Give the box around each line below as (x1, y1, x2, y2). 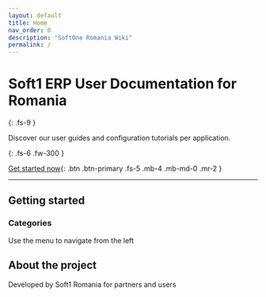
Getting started (8, 194, 85, 208)
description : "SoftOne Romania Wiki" (8, 33, 133, 42)
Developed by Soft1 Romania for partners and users (8, 280, 177, 289)
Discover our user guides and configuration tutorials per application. (8, 133, 231, 143)
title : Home (8, 19, 47, 27)
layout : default (8, 11, 62, 20)
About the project (8, 258, 97, 273)
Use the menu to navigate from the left (8, 235, 135, 245)
